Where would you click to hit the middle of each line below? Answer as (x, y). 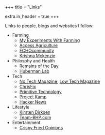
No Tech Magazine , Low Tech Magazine (60, 81)
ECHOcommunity (37, 51)
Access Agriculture (39, 45)
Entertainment (26, 122)
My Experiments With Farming (50, 40)
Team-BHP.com (35, 117)
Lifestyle (21, 107)
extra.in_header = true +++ (32, 16)
